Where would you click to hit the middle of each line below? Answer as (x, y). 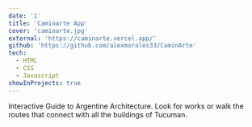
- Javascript (38, 76)
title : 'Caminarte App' (48, 23)
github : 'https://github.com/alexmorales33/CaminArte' (103, 46)
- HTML (27, 61)
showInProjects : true (45, 83)
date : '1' (25, 16)
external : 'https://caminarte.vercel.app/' (83, 38)
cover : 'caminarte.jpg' (48, 31)
